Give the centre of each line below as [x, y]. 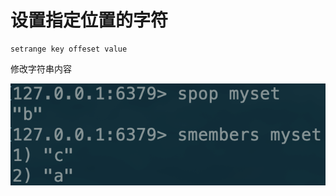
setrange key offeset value [69, 49]
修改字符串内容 [41, 68]
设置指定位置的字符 [89, 20]
